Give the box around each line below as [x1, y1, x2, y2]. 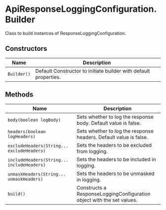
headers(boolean [7, 129, 46, 134]
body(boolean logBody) [7, 117, 61, 123]
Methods [5, 90, 34, 99]
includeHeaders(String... [7, 157, 69, 163]
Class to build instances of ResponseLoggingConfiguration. [5, 30, 126, 36]
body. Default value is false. [76, 119, 141, 126]
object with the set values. [76, 196, 137, 203]
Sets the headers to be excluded [76, 141, 152, 148]
